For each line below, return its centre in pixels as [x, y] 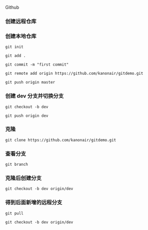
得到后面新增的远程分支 [34, 203]
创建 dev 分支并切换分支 [35, 96]
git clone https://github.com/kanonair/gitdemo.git [61, 140]
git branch [17, 165]
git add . [16, 56]
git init [14, 47]
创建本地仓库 [21, 36]
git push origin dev [27, 116]
